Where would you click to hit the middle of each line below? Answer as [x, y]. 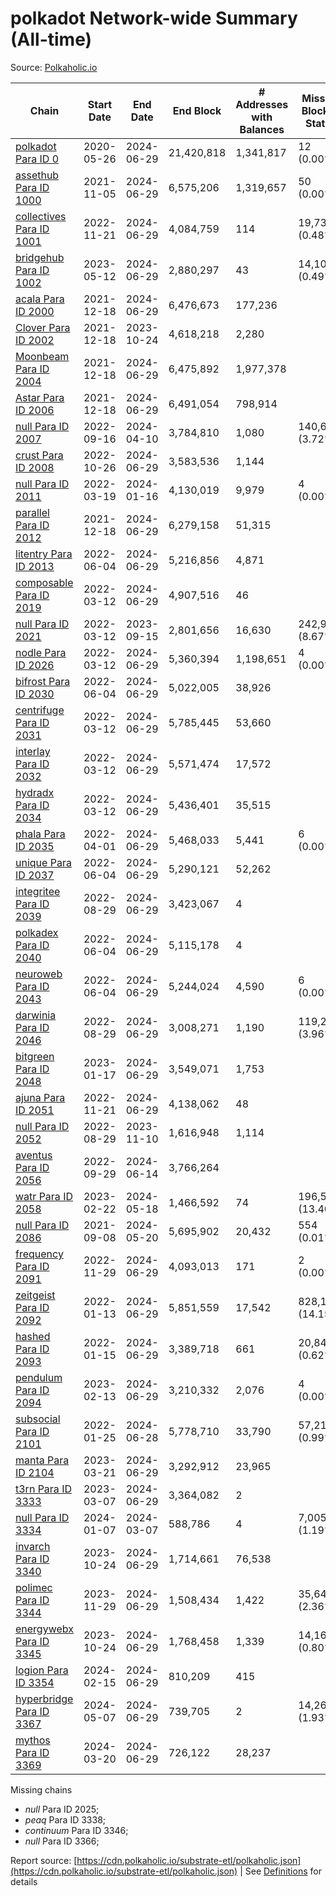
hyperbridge [44, 1699]
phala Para [40, 834]
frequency [39, 1254]
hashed [33, 1336]
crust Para [39, 455]
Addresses [262, 104]
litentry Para [44, 554]
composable [44, 582]
